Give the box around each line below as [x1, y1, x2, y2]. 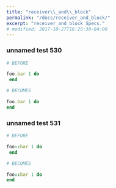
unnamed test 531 [6, 118, 61, 127]
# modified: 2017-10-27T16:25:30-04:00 [6, 26, 108, 32]
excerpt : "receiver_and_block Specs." [6, 20, 105, 26]
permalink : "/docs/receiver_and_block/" [6, 15, 111, 21]
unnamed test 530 [6, 46, 62, 55]
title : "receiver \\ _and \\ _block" [6, 9, 92, 15]
